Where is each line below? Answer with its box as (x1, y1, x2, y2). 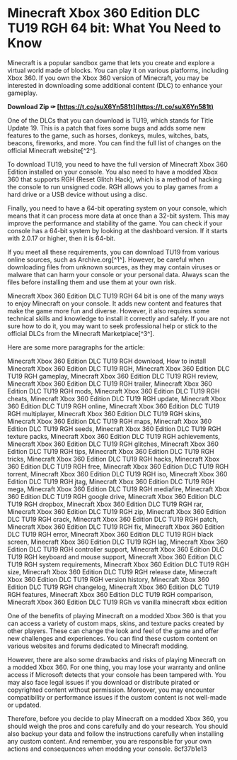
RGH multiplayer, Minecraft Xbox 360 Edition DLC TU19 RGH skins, (7, 409, 202, 418)
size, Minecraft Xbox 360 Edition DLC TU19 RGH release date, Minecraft (7, 567, 217, 576)
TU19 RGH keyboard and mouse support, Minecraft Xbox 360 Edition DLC (7, 552, 223, 561)
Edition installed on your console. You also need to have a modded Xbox (7, 167, 218, 176)
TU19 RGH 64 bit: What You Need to (7, 20, 221, 36)
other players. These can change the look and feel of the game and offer (7, 626, 219, 635)
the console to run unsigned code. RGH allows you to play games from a (7, 182, 219, 191)
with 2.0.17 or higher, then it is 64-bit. (7, 234, 115, 242)
